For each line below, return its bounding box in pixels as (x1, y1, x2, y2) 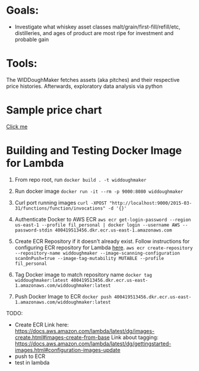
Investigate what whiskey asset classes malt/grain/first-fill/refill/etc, (14, 23, 181, 30)
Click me (6, 123, 28, 130)
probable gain (14, 36, 49, 43)
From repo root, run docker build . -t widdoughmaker (14, 176, 147, 183)
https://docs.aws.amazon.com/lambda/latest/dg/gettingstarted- (14, 340, 172, 347)
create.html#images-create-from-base (14, 334, 110, 341)
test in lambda (14, 359, 50, 366)
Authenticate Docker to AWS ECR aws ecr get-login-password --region (14, 215, 191, 223)
